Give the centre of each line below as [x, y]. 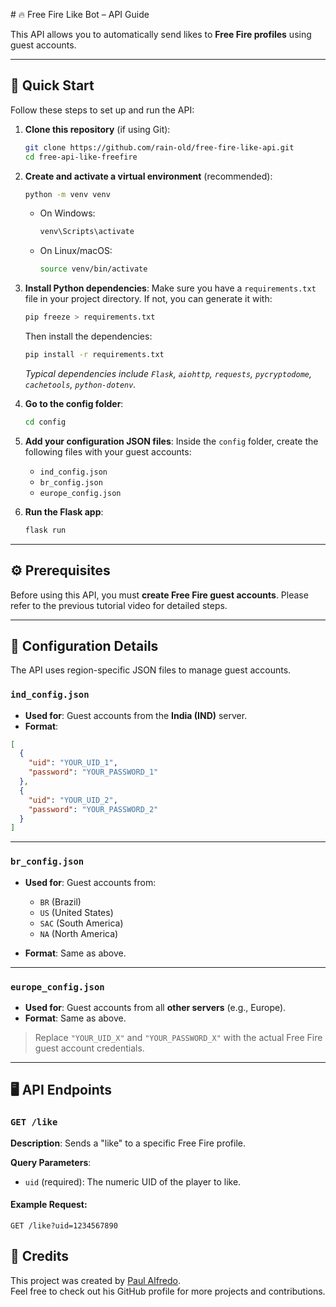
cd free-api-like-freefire [81, 157]
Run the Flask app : [64, 511]
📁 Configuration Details [84, 645]
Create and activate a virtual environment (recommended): [148, 176]
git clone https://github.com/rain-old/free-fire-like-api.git [159, 147]
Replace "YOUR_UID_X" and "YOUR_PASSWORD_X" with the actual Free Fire [178, 1037]
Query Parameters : [51, 1162]
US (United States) [76, 912]
